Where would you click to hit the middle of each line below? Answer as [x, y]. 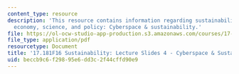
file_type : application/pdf [49, 40]
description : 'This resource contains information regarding [100, 20]
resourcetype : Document [43, 47]
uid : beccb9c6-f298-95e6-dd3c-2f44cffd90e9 [73, 60]
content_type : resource [43, 14]
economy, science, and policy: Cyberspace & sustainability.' [108, 27]
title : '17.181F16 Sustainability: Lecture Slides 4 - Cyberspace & [111, 54]
